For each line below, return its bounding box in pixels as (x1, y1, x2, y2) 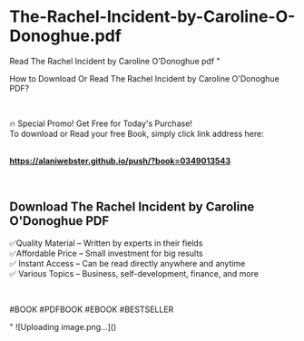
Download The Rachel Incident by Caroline (9, 200, 255, 215)
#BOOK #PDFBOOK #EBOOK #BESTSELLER (9, 304, 174, 315)
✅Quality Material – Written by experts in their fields (9, 238, 203, 248)
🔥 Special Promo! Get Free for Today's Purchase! (9, 118, 193, 129)
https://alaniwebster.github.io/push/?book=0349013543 (9, 155, 231, 166)
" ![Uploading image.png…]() (9, 321, 117, 332)
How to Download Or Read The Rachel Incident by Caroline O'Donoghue (9, 73, 279, 83)
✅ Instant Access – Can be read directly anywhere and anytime (9, 258, 246, 268)
